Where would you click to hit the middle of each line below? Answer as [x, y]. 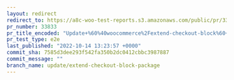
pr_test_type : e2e [33, 40]
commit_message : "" [35, 59]
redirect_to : [25, 20]
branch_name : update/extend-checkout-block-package [83, 65]
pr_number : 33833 [32, 26]
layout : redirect [32, 14]
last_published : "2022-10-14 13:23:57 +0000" [74, 46]
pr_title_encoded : [33, 33]
